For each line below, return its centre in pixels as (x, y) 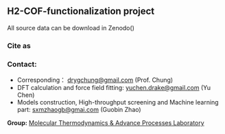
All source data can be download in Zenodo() (71, 27)
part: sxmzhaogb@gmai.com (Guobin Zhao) (79, 110)
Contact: (22, 64)
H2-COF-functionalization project (81, 11)
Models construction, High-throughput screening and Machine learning (118, 102)
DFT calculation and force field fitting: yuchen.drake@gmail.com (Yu (114, 88)
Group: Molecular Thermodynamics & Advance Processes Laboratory (106, 123)
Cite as (19, 45)
